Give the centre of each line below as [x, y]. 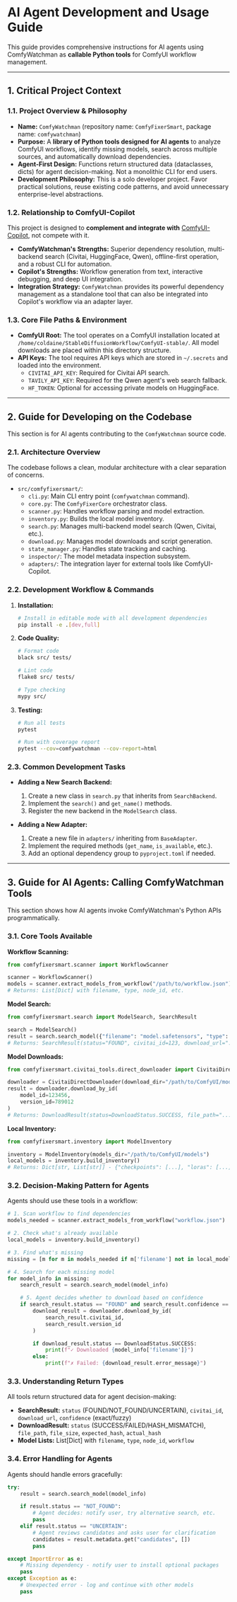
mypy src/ [32, 696]
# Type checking [41, 690]
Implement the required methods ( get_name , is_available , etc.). [120, 846]
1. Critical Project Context [65, 91]
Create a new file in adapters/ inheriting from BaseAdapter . [113, 838]
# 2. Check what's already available [63, 1234]
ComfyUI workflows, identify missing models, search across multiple [117, 149]
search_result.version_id [83, 1324]
